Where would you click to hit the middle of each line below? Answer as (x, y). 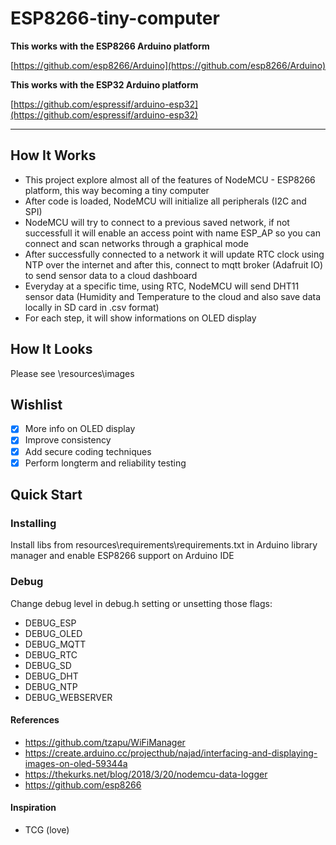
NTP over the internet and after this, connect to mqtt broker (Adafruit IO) (174, 264)
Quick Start (46, 495)
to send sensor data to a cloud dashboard (111, 275)
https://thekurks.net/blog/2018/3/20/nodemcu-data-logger (146, 774)
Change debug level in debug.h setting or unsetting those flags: (141, 603)
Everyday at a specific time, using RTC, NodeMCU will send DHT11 (162, 286)
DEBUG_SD (48, 665)
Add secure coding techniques (88, 451)
